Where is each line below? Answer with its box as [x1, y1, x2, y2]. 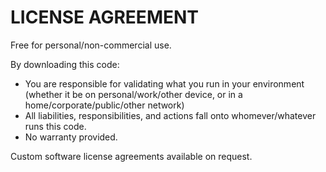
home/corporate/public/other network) [24, 99, 185, 111]
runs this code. [24, 120, 87, 132]
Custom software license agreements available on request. [10, 150, 253, 162]
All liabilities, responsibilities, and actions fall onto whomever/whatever [24, 109, 317, 121]
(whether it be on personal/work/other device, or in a [24, 88, 243, 100]
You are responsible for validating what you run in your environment [24, 77, 305, 90]
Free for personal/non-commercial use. [10, 39, 172, 51]
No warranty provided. [24, 131, 118, 143]
